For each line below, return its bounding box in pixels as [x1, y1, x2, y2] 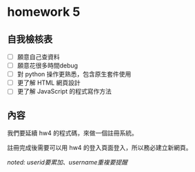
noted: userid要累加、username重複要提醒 [7, 158, 128, 166]
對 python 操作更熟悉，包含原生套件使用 [17, 70, 132, 78]
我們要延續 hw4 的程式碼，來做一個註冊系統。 [7, 129, 138, 138]
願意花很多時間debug [17, 61, 78, 69]
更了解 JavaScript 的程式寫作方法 [17, 87, 112, 96]
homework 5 [7, 4, 81, 20]
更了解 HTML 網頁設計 [17, 78, 81, 87]
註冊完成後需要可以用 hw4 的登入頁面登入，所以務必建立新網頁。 [7, 144, 192, 152]
